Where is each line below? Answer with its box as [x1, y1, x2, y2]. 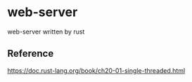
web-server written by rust [7, 27, 85, 36]
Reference [7, 48, 54, 60]
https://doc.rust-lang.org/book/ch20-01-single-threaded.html [7, 66, 186, 74]
